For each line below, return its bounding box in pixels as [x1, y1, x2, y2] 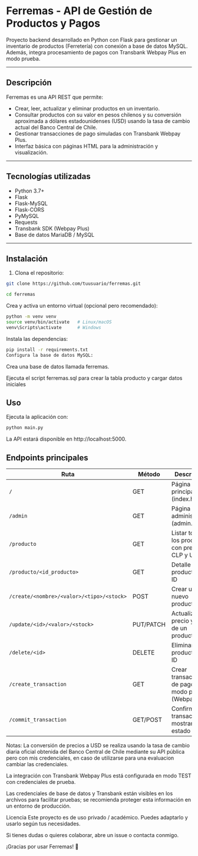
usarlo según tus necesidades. [6, 820, 81, 827]
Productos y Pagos [6, 17, 101, 30]
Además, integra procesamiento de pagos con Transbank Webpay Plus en [6, 48, 187, 56]
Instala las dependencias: [6, 335, 68, 342]
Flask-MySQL [14, 200, 48, 207]
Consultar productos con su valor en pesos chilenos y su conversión [14, 111, 181, 118]
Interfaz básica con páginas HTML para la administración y [14, 142, 158, 149]
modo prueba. [6, 55, 41, 62]
